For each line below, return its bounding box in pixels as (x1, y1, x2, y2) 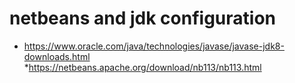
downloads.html (23, 50, 91, 62)
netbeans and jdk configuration (9, 7, 277, 30)
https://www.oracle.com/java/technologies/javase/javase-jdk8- (23, 40, 285, 52)
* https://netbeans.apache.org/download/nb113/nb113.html (23, 61, 262, 73)
